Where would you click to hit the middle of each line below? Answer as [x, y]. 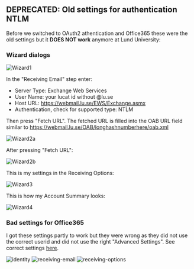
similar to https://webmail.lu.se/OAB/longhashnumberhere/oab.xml [87, 127]
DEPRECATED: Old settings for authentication [92, 10]
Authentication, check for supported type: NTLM [74, 109]
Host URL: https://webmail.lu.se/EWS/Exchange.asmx [80, 103]
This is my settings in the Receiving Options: [60, 173]
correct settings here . [33, 248]
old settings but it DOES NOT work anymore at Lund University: [83, 39]
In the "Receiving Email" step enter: [49, 79]
